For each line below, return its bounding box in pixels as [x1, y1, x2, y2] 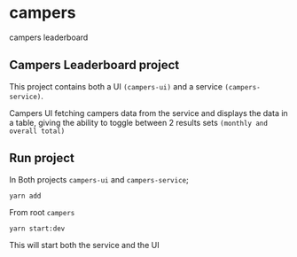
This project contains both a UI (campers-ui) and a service [9, 81, 223, 91]
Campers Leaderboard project [9, 58, 180, 73]
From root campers [9, 206, 75, 217]
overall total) [9, 127, 66, 136]
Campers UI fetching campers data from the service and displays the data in [9, 107, 288, 118]
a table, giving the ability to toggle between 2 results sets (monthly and [9, 117, 269, 128]
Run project [9, 151, 75, 166]
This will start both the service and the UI [9, 239, 160, 250]
